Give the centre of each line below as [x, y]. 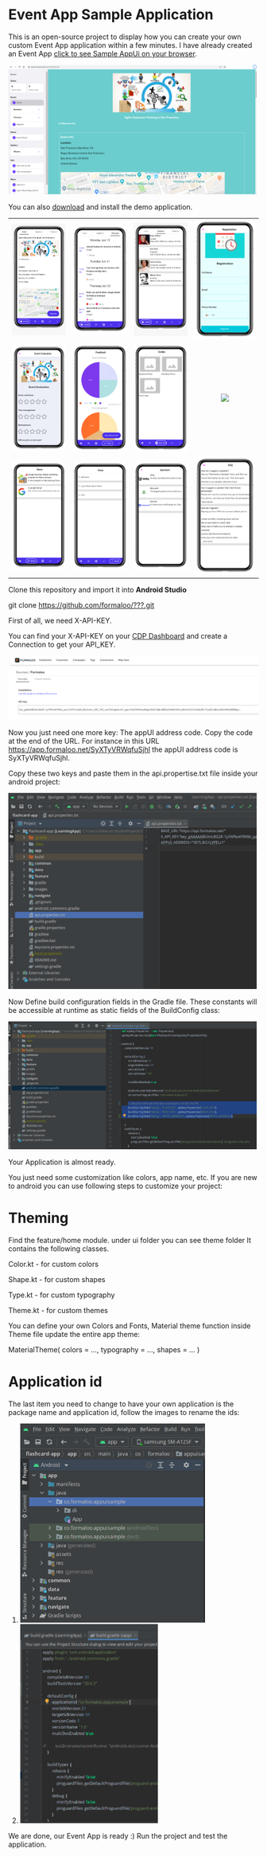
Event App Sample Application [111, 15]
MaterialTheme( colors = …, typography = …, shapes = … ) [104, 1349]
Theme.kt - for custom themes [58, 1310]
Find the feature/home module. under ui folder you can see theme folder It [130, 1240]
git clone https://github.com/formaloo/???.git [81, 605]
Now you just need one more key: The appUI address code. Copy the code [130, 732]
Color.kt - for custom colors [54, 1264]
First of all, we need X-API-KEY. [60, 620]
